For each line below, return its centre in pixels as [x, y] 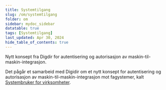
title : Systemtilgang [28, 10]
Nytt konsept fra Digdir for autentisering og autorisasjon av [66, 56]
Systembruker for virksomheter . [38, 82]
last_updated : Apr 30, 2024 [35, 38]
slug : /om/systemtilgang [31, 14]
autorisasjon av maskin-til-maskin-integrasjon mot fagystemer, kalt [75, 77]
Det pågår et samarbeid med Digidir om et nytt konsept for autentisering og [83, 71]
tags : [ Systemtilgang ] [29, 33]
